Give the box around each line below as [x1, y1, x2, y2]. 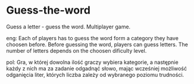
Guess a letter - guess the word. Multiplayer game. [6, 23, 131, 30]
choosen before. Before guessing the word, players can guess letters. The [6, 41, 189, 48]
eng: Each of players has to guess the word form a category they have [6, 34, 179, 41]
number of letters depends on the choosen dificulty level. [6, 47, 147, 54]
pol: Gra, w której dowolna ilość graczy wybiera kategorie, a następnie [6, 59, 179, 66]
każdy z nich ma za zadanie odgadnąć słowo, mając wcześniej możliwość [6, 64, 187, 72]
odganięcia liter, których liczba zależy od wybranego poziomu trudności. [6, 71, 184, 78]
